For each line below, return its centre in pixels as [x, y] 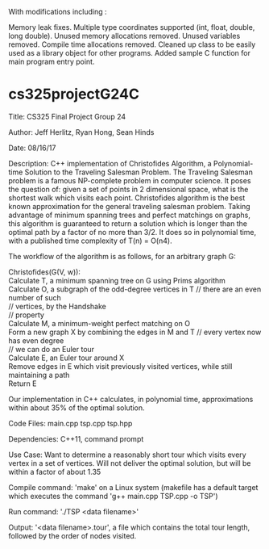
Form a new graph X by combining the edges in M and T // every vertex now [135, 332]
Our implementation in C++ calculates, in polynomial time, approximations [131, 399]
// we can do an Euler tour [52, 349]
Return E [23, 383]
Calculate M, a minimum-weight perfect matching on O [99, 323]
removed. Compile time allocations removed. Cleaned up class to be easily [132, 44]
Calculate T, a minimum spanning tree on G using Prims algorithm [117, 280]
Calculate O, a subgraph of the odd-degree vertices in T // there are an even [135, 289]
